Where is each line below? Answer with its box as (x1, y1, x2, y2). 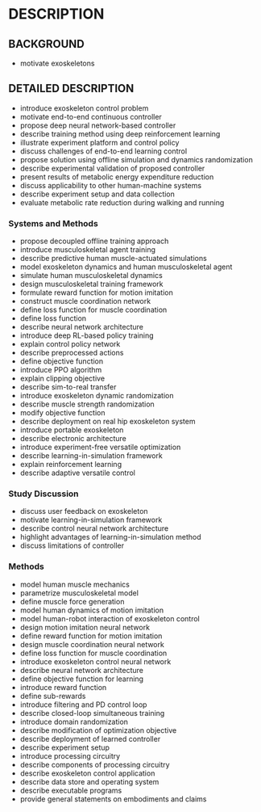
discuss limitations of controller (19, 541, 125, 550)
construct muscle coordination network (19, 297, 151, 306)
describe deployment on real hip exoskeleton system (19, 417, 196, 427)
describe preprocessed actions (19, 348, 124, 358)
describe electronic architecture (19, 434, 126, 444)
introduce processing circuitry (19, 751, 121, 760)
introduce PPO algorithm (19, 365, 102, 375)
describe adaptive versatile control (19, 468, 135, 478)
